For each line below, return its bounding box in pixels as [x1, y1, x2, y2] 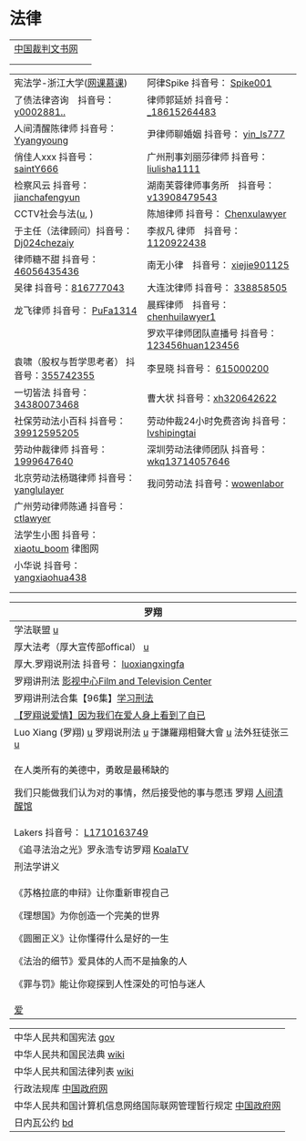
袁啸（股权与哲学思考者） [14, 355, 125, 368]
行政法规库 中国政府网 [14, 1082, 108, 1095]
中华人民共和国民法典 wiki [14, 1048, 125, 1061]
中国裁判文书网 [14, 42, 79, 55]
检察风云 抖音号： [14, 178, 90, 191]
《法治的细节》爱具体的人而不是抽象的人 [14, 954, 189, 967]
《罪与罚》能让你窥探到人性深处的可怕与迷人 [14, 977, 207, 990]
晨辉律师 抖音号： [147, 298, 229, 311]
